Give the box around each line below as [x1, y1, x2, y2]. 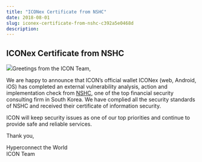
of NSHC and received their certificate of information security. [6, 102, 161, 109]
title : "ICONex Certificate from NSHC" [6, 8, 107, 15]
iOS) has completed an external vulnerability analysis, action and [6, 83, 168, 91]
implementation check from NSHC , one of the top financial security [6, 89, 174, 97]
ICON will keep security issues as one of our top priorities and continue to [6, 114, 191, 121]
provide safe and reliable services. [6, 120, 93, 128]
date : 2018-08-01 [6, 15, 50, 21]
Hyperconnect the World [6, 144, 68, 151]
